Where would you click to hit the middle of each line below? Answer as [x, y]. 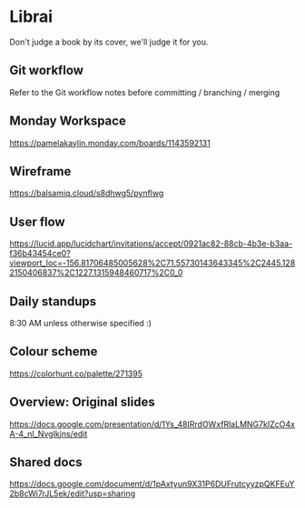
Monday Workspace [68, 121]
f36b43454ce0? [40, 254]
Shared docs [46, 462]
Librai [31, 17]
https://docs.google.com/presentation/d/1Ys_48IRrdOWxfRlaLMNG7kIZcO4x [152, 423]
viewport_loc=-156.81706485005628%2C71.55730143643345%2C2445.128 [152, 263]
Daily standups [53, 301]
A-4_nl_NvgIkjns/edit [49, 433]
